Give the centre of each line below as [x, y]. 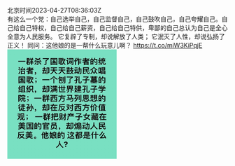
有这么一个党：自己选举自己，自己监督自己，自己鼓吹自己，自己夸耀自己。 [114, 19]
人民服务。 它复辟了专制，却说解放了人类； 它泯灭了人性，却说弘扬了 [125, 36]
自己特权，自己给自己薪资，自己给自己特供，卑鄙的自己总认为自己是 [117, 28]
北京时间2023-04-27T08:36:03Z [55, 10]
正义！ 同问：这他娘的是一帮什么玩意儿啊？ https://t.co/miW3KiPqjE [105, 45]
